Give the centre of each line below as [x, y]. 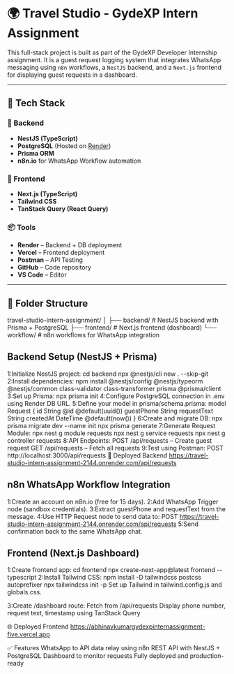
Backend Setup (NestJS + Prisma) [83, 357]
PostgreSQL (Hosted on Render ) [64, 146]
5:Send [188, 524]
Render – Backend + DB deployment [70, 245]
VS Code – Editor [42, 275]
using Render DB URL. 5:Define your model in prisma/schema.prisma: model [117, 403]
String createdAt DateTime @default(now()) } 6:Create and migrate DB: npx [115, 418]
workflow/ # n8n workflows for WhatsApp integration [84, 335]
